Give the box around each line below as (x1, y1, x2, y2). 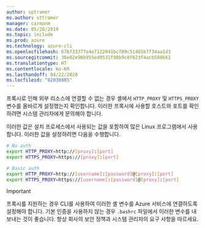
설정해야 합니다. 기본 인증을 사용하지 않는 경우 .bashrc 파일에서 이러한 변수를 (6, 208, 190, 215)
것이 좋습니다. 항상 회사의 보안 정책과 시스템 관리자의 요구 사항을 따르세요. (22, 215, 199, 223)
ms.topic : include (6, 32, 53, 38)
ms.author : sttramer (6, 15, 59, 21)
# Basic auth (6, 165, 40, 171)
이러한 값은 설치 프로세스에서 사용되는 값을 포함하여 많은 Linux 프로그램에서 (6, 123, 187, 130)
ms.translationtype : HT (6, 60, 67, 66)
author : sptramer (6, 9, 51, 15)
